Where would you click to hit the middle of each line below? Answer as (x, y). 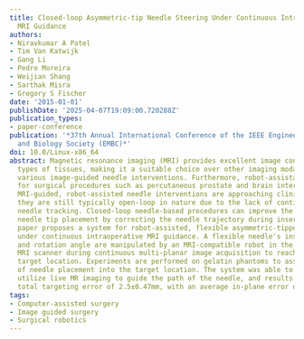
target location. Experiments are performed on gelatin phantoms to (149, 262)
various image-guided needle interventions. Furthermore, (129, 177)
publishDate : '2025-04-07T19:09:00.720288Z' (95, 110)
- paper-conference (46, 127)
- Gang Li (28, 60)
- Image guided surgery (54, 312)
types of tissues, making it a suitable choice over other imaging (147, 169)
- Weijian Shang (40, 77)
